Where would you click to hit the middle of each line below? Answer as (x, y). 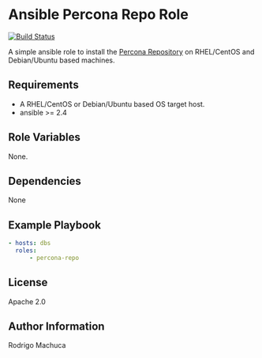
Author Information (56, 327)
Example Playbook (54, 225)
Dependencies (45, 181)
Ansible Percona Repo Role (99, 15)
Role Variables (44, 137)
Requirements (43, 85)
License (28, 283)
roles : (26, 251)
